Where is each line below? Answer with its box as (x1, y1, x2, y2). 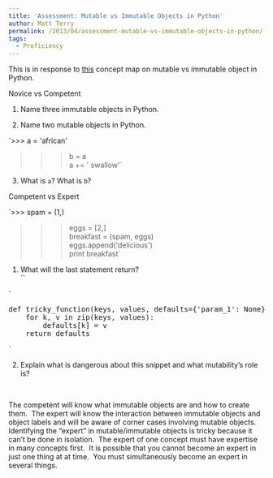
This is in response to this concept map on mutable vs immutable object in (8, 64, 258, 74)
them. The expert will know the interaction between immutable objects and (8, 409, 261, 419)
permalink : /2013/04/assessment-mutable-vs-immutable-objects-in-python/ (8, 27, 264, 35)
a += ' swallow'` (68, 160, 123, 170)
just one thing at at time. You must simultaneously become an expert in (8, 452, 248, 462)
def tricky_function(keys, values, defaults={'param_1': (8, 305, 240, 314)
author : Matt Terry (8, 19, 75, 28)
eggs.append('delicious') (68, 240, 153, 250)
